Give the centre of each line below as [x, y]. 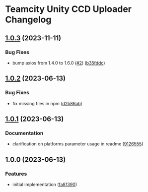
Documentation [24, 133]
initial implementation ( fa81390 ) [45, 184]
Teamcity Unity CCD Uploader [68, 9]
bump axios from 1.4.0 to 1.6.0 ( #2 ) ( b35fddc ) [59, 63]
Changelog [28, 20]
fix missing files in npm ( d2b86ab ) [47, 103]
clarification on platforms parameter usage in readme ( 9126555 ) [78, 144]
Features [16, 174]
